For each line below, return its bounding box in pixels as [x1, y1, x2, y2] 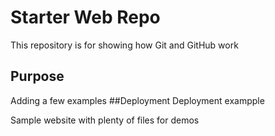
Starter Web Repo [10, 6, 161, 29]
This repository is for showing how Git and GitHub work [10, 39, 239, 51]
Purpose [10, 68, 65, 85]
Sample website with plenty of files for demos [10, 114, 200, 126]
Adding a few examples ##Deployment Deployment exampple [10, 94, 265, 106]
